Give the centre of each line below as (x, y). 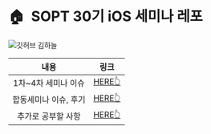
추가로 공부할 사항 (49, 116)
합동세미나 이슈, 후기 (49, 99)
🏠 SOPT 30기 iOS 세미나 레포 (105, 16)
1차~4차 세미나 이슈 (49, 83)
